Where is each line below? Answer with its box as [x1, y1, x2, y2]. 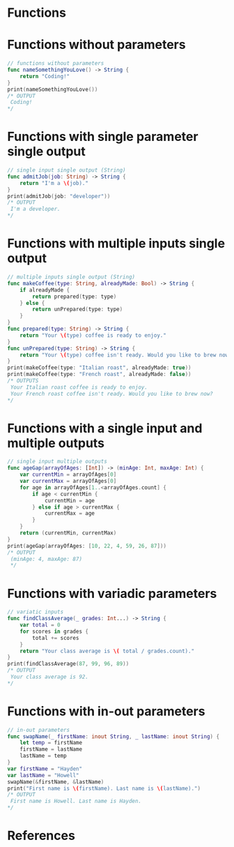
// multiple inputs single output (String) [7, 273, 136, 280]
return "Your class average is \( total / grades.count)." [19, 647, 195, 654]
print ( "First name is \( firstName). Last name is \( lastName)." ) [7, 785, 201, 792]
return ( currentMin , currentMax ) [19, 530, 117, 537]
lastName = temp [19, 752, 68, 760]
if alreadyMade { [19, 286, 70, 294]
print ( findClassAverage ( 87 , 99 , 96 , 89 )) [7, 661, 130, 668]
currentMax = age [44, 510, 95, 517]
